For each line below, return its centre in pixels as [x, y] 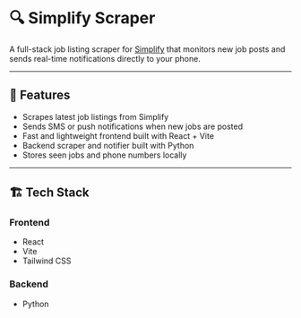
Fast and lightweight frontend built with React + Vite [118, 135]
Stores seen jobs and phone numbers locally [104, 155]
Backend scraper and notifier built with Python [108, 145]
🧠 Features [40, 95]
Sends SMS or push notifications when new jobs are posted [133, 126]
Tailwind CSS [47, 261]
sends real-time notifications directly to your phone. [105, 58]
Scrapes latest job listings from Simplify [95, 116]
